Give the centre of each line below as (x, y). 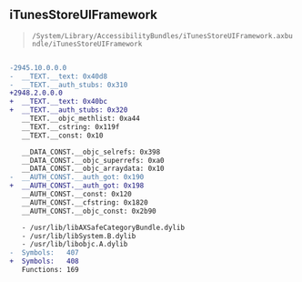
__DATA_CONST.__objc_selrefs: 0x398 (91, 152)
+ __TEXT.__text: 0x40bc (58, 102)
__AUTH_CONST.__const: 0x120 (76, 195)
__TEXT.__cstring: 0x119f (70, 126)
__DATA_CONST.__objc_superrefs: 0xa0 (93, 160)
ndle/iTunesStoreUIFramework (87, 44)
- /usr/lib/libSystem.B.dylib (79, 236)
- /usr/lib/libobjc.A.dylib (75, 245)
